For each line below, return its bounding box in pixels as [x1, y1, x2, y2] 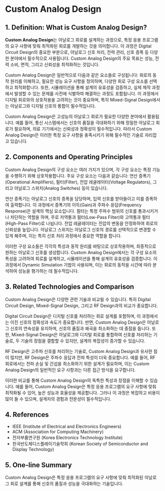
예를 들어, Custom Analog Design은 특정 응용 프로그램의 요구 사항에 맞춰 [15, 383, 157, 389]
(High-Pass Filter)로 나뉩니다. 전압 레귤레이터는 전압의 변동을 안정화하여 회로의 [5, 220, 158, 226]
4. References [5, 410, 49, 419]
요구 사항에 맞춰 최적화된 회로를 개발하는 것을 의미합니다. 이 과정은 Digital [10, 43, 152, 49]
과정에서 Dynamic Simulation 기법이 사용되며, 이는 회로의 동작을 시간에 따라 [5, 262, 152, 268]
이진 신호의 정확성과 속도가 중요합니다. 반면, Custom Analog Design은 [10, 319, 146, 325]
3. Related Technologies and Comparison [5, 283, 134, 291]
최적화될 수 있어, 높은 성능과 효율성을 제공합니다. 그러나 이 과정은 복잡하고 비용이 [5, 390, 160, 396]
